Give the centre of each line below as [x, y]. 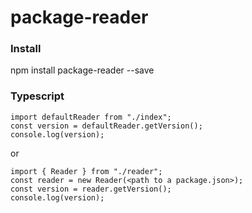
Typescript [37, 96]
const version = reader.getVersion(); [91, 189]
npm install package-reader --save [82, 70]
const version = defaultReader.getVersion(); [106, 126]
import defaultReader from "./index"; [91, 117]
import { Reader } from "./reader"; [86, 171]
